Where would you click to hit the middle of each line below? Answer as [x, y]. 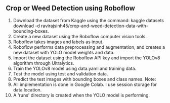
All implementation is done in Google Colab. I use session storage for [85, 84]
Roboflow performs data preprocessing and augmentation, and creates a [89, 47]
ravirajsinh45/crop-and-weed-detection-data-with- [94, 26]
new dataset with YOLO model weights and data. [64, 52]
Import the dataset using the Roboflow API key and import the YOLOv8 [87, 58]
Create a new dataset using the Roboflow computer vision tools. [80, 36]
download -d [26, 26]
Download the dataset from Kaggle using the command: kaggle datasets [88, 20]
